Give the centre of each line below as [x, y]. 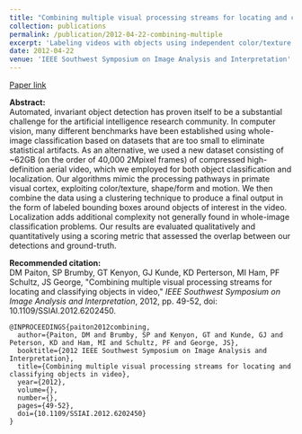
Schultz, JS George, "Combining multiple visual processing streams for [141, 282]
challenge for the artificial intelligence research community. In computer [142, 121]
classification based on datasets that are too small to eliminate [150, 141]
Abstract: [27, 102]
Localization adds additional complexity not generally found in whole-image [150, 217]
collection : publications [58, 26]
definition [27, 169]
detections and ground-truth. [63, 245]
